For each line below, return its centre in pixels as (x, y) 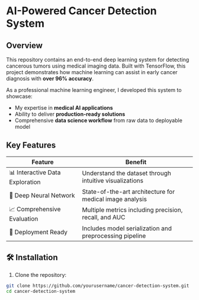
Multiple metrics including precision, (132, 210)
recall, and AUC (104, 218)
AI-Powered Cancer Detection (81, 11)
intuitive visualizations (113, 181)
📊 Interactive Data (35, 172)
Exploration (25, 182)
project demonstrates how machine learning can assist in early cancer (92, 72)
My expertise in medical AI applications (64, 108)
